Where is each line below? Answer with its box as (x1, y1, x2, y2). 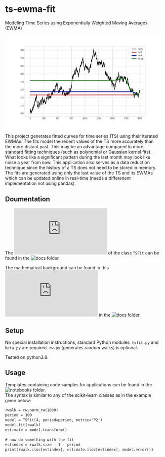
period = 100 (5, 413, 32, 417)
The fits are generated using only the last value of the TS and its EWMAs (5, 170, 153, 176)
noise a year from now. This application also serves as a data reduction (5, 160, 150, 166)
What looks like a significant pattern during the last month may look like (5, 154, 151, 160)
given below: (5, 397, 31, 403)
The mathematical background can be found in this (5, 265, 109, 271)
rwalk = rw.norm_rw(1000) (5, 408, 58, 413)
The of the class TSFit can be (5, 250, 160, 256)
